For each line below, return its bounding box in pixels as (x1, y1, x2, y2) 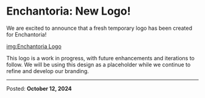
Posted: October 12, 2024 (6, 85, 72, 92)
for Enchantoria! (6, 30, 47, 38)
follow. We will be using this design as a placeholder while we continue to (6, 61, 191, 68)
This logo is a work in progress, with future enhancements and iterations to (6, 54, 195, 61)
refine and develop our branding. (6, 67, 90, 74)
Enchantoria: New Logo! (6, 4, 131, 18)
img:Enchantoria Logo (6, 43, 62, 50)
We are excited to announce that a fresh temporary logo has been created (6, 24, 193, 32)
